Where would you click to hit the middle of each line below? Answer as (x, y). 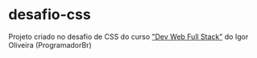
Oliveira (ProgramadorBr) (50, 44)
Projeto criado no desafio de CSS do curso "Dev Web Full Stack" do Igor (128, 37)
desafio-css (50, 15)
